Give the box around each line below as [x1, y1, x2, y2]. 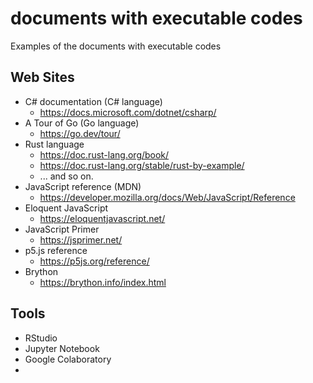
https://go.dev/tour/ [39, 127, 121, 139]
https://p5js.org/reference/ [39, 255, 150, 267]
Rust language [24, 138, 85, 150]
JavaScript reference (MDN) [24, 180, 142, 192]
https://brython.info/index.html [39, 276, 167, 288]
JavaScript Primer [24, 223, 100, 235]
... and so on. [39, 170, 94, 182]
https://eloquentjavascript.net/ [39, 212, 166, 224]
